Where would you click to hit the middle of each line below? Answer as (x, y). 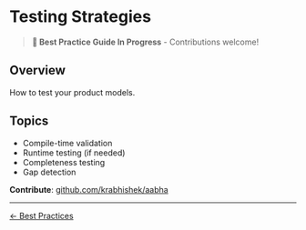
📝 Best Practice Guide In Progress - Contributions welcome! (145, 42)
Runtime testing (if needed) (74, 153)
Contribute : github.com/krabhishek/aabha (89, 189)
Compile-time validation (67, 143)
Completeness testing (64, 162)
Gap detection (49, 172)
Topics (29, 121)
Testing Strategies (81, 17)
